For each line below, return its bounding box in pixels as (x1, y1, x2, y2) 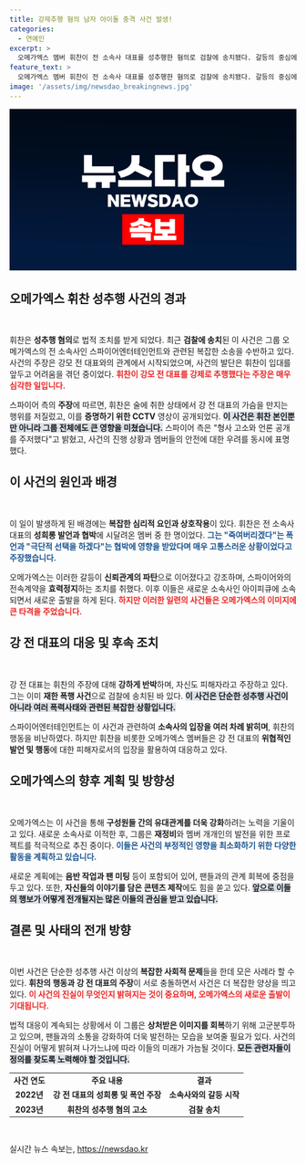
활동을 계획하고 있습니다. (9, 851, 97, 862)
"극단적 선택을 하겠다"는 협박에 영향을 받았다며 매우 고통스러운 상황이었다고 (25, 540, 293, 551)
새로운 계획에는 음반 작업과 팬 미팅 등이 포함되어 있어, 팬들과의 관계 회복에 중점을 (9, 870, 295, 881)
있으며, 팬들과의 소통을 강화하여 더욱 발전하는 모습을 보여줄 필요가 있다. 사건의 (18, 1032, 296, 1043)
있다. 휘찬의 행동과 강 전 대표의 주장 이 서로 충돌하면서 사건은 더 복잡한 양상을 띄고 (9, 978, 296, 989)
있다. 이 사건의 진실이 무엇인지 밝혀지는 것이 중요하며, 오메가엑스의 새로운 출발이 (9, 989, 291, 1000)
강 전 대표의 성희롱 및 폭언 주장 (53, 1089, 162, 1100)
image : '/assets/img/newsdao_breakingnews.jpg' (9, 82, 194, 91)
